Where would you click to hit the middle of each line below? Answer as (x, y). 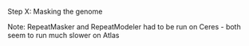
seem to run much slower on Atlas (63, 35)
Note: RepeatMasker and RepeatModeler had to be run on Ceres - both (124, 27)
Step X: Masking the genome (55, 11)
